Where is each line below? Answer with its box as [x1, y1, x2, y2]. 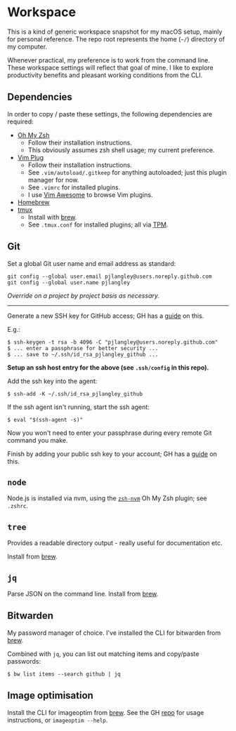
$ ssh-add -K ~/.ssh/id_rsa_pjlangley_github [7, 390, 143, 397]
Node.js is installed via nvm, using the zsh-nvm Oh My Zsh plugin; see [7, 494, 207, 502]
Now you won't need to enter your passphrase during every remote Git [7, 429, 212, 437]
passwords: [7, 657, 41, 665]
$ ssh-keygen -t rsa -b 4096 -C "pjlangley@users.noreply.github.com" [7, 338, 218, 346]
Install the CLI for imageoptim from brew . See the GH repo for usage [7, 708, 204, 716]
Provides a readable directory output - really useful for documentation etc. [7, 539, 223, 547]
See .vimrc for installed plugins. [27, 183, 121, 192]
